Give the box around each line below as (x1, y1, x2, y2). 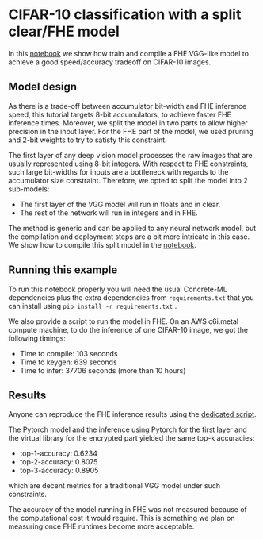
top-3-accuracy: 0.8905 (19, 466, 99, 475)
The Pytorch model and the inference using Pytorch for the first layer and (8, 425, 247, 434)
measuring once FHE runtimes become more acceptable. (8, 522, 195, 531)
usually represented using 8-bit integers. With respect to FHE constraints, (8, 159, 249, 168)
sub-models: (8, 184, 50, 194)
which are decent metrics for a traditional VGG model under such (8, 481, 220, 491)
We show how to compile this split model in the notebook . (8, 240, 196, 249)
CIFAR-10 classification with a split (8, 6, 242, 24)
